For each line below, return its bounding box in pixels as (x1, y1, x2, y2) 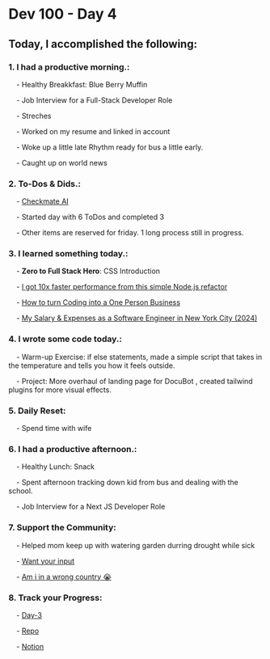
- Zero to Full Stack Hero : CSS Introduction (15, 266, 160, 276)
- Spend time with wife (15, 424, 92, 433)
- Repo (15, 626, 40, 636)
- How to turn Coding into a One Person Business (15, 298, 180, 307)
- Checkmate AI (15, 196, 69, 206)
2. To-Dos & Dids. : (8, 178, 81, 189)
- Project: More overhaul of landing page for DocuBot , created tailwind (15, 376, 253, 386)
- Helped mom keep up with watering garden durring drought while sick (15, 540, 255, 550)
